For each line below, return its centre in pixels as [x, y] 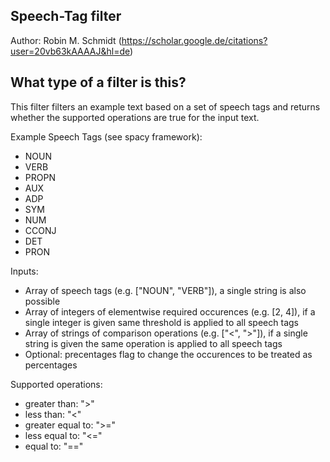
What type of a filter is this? [98, 82]
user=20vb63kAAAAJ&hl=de [70, 51]
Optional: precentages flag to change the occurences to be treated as [168, 354]
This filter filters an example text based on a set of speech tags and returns [165, 106]
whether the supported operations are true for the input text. [135, 117]
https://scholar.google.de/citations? [194, 40]
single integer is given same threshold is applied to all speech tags [161, 322]
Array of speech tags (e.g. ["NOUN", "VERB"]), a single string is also [165, 290]
